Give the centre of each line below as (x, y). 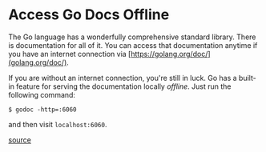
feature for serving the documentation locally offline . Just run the (123, 86)
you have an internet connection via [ (70, 54)
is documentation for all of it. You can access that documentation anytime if (133, 45)
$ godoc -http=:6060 (43, 110)
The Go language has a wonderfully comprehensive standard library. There (132, 37)
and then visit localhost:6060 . (58, 124)
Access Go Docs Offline (89, 15)
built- (248, 78)
